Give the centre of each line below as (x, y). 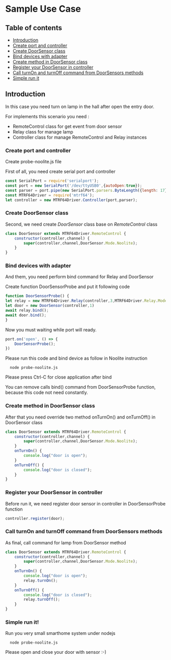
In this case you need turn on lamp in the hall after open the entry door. (80, 106)
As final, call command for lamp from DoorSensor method (66, 542)
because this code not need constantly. (47, 392)
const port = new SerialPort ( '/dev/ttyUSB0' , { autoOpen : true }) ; (74, 185)
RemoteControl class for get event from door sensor (67, 126)
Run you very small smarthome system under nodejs (60, 633)
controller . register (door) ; (35, 518)
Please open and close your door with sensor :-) (56, 652)
